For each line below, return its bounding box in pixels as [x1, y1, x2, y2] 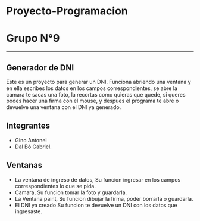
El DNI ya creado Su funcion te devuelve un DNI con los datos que [14, 201, 177, 208]
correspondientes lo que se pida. [14, 182, 96, 189]
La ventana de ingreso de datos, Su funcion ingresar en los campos [14, 176, 181, 183]
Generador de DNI [6, 63, 74, 73]
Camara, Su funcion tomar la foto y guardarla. [14, 189, 127, 196]
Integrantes [6, 121, 51, 131]
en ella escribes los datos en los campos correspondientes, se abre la [6, 85, 177, 92]
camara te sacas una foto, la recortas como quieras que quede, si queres [6, 91, 186, 98]
